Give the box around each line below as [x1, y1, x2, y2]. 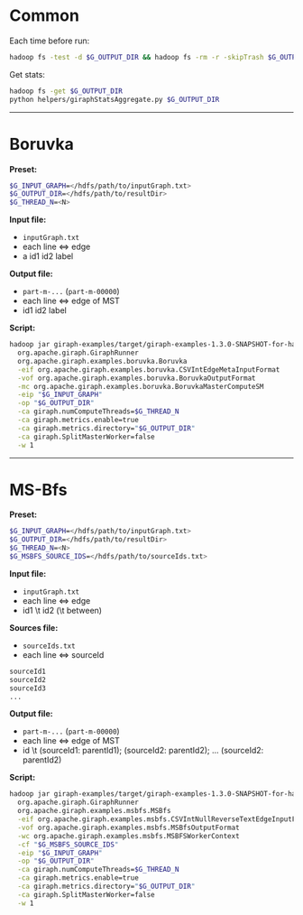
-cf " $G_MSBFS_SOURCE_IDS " [17, 840, 119, 849]
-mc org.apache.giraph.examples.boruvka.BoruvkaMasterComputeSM [17, 382, 264, 391]
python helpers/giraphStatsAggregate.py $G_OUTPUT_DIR [9, 95, 220, 104]
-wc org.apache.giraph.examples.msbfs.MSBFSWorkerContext [17, 831, 241, 840]
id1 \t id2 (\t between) [22, 605, 102, 615]
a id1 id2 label [22, 251, 74, 262]
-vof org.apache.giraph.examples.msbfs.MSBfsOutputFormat [17, 823, 241, 832]
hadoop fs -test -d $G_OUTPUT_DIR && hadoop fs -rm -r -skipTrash [9, 52, 264, 61]
